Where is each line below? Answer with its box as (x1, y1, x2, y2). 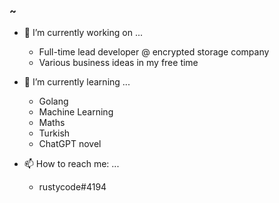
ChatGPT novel (38, 138, 102, 150)
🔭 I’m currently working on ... (23, 27, 143, 39)
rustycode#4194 (38, 181, 107, 193)
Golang (38, 95, 69, 108)
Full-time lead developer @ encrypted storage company (38, 46, 270, 58)
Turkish (38, 127, 71, 139)
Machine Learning (38, 106, 114, 118)
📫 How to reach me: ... (23, 158, 120, 170)
